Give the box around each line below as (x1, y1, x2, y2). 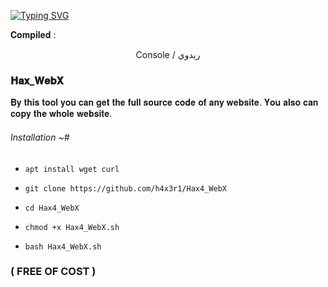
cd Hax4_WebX (24, 203, 80, 213)
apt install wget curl (24, 164, 120, 174)
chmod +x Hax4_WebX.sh (24, 222, 120, 232)
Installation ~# (10, 131, 70, 143)
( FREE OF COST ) (10, 265, 97, 279)
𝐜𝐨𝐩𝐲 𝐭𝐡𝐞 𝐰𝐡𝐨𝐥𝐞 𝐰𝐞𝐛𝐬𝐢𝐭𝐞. (10, 108, 113, 120)
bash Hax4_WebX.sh (24, 241, 102, 252)
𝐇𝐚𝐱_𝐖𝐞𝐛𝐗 (10, 73, 64, 87)
